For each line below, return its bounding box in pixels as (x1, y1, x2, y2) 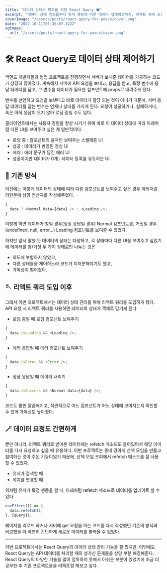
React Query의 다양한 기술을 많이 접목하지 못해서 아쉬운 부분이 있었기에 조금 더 (5, 556, 159, 562)
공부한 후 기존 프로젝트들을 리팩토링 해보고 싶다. (5, 563, 98, 569)
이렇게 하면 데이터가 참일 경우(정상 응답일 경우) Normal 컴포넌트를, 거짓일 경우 (5, 221, 157, 227)
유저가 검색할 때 (12, 470, 43, 476)
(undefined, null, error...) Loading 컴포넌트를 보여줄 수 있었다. (5, 227, 127, 233)
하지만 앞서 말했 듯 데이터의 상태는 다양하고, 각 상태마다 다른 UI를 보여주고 (5, 238, 149, 244)
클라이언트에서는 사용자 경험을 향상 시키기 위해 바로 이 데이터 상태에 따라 (5, 120, 146, 126)
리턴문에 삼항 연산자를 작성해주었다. (5, 192, 75, 198)
